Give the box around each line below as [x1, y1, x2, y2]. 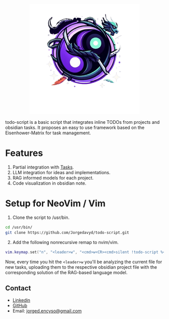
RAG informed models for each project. [12, 175, 94, 181]
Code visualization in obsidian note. [12, 180, 87, 186]
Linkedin [12, 297, 31, 303]
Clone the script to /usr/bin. [12, 214, 70, 220]
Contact [5, 284, 31, 292]
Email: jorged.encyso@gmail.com [12, 308, 82, 314]
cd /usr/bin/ [5, 224, 33, 230]
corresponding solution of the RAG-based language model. [5, 269, 128, 275]
